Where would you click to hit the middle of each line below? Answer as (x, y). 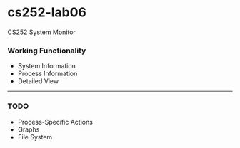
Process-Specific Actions (55, 122)
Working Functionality (47, 51)
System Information (47, 66)
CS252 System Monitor (42, 32)
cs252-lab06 (47, 12)
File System (35, 137)
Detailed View (38, 81)
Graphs (29, 129)
